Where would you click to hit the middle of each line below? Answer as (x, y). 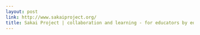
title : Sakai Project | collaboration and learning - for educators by (96, 23)
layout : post (22, 12)
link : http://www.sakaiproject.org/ (51, 17)
